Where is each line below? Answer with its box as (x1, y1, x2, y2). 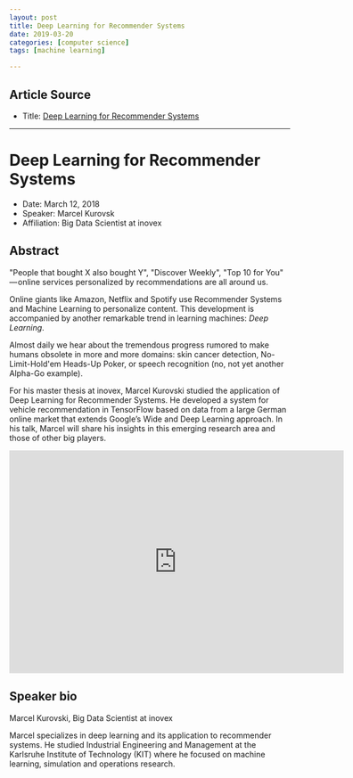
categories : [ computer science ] (9, 37, 129, 47)
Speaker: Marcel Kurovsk (21, 208, 115, 218)
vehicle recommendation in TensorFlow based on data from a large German (9, 404, 287, 414)
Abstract (9, 243, 60, 258)
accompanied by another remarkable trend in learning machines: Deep (9, 313, 269, 323)
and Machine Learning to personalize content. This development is (9, 303, 255, 314)
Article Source (9, 86, 92, 102)
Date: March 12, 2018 (21, 198, 101, 209)
